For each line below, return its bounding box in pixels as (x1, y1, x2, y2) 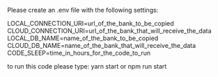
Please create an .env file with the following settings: (7, 6, 159, 14)
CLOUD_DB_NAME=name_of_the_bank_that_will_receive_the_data (7, 42, 196, 49)
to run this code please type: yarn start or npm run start (7, 62, 167, 70)
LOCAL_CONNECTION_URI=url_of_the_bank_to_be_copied (7, 19, 174, 27)
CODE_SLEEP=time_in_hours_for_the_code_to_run (7, 49, 151, 57)
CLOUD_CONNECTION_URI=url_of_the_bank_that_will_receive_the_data (7, 27, 212, 35)
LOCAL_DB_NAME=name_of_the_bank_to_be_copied (7, 34, 159, 42)
